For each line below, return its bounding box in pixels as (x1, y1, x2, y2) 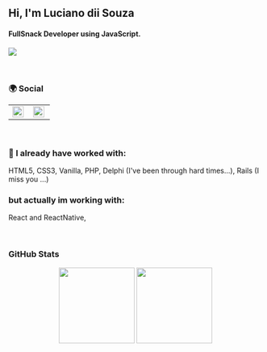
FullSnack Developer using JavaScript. (8, 28, 141, 39)
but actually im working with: (8, 195, 125, 206)
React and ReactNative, (8, 213, 86, 223)
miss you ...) (8, 174, 49, 184)
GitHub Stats (8, 249, 60, 260)
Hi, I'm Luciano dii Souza (8, 6, 135, 20)
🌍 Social (8, 82, 44, 94)
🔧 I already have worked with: (8, 147, 127, 158)
